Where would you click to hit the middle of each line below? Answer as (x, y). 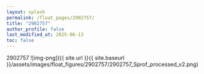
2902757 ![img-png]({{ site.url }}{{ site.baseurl (65, 58)
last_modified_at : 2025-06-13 (45, 35)
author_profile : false (35, 29)
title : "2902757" (29, 23)
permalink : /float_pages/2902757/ (51, 18)
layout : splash (26, 12)
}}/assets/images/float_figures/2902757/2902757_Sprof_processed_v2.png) (102, 64)
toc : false (20, 40)
